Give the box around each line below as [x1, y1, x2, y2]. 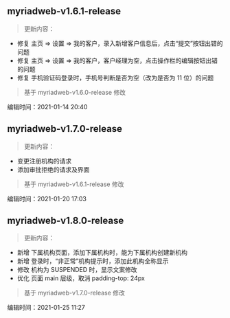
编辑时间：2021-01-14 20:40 [7, 102, 88, 111]
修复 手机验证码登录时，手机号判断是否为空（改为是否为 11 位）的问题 [16, 73, 214, 82]
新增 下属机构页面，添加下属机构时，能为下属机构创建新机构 [16, 249, 187, 257]
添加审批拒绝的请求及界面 [16, 165, 90, 174]
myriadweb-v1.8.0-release [7, 215, 124, 227]
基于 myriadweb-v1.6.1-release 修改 [23, 180, 124, 188]
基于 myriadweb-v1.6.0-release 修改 [23, 88, 126, 96]
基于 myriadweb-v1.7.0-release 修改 [23, 288, 126, 297]
